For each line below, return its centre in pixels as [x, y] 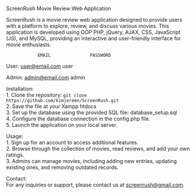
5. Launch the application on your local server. [62, 125]
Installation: [20, 89]
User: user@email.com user [39, 66]
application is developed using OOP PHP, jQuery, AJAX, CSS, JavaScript [93, 32]
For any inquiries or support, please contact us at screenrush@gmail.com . [95, 185]
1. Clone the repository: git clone [47, 95]
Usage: [15, 136]
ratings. [15, 155]
